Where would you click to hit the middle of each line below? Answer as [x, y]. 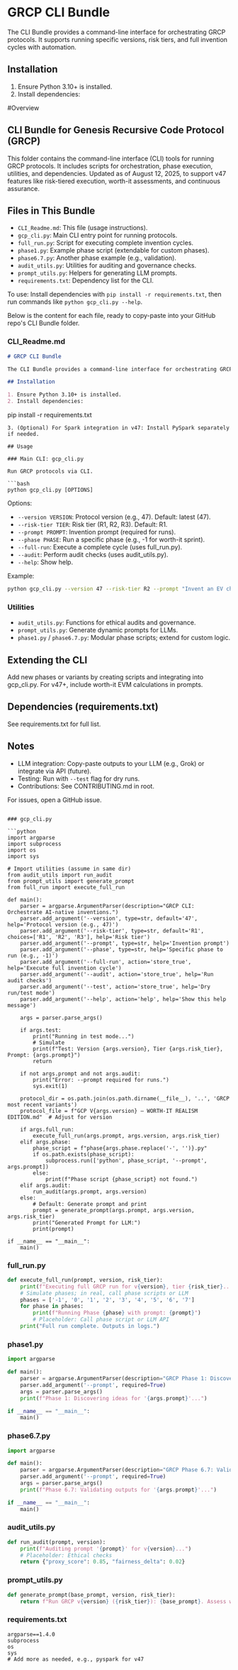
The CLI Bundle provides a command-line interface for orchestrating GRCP [117, 32]
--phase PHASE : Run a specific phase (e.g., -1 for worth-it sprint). [111, 539]
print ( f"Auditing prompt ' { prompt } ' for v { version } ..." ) [106, 1549]
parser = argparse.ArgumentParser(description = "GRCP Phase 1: [114, 1378]
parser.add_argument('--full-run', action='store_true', [106, 962]
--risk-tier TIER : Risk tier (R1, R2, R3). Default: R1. [92, 524]
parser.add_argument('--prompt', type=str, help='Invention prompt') [125, 943]
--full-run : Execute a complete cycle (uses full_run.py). [100, 547]
